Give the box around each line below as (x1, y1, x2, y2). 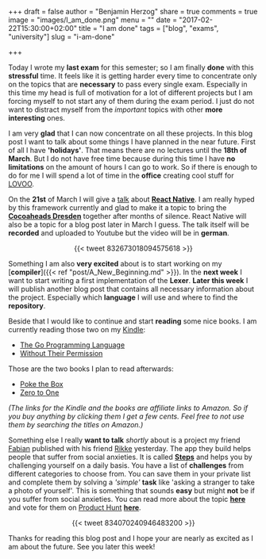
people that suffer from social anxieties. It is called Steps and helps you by (8, 452, 253, 461)
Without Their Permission (19, 349, 103, 358)
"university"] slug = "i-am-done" (8, 32, 115, 41)
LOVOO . (8, 179, 34, 189)
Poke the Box (19, 380, 64, 389)
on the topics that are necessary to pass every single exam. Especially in (8, 79, 248, 89)
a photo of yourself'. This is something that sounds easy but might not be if (8, 486, 256, 495)
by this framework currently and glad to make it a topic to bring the (8, 203, 227, 212)
